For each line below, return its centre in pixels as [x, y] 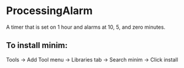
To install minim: [37, 45]
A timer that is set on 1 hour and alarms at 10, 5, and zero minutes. [86, 27]
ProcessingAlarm [49, 11]
